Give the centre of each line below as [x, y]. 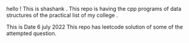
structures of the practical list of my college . [62, 15]
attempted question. [31, 33]
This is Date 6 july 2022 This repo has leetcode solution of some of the [95, 27]
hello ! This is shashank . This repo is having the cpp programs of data [94, 9]
